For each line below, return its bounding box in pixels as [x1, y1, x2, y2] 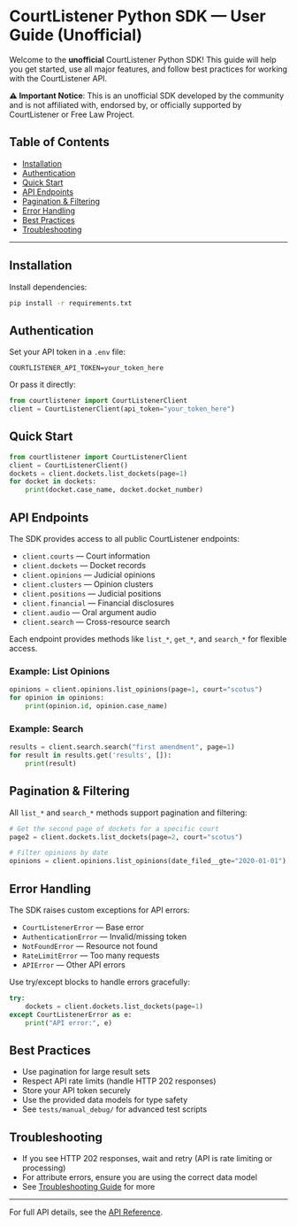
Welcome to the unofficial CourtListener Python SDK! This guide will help [9, 54, 277, 65]
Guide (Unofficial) [9, 25, 143, 45]
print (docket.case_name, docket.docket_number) [25, 485, 203, 495]
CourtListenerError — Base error [21, 921, 144, 932]
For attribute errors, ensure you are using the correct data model [21, 1172, 258, 1183]
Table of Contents [9, 135, 110, 150]
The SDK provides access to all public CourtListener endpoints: [9, 534, 240, 544]
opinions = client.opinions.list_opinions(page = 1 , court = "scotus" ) [9, 685, 263, 694]
